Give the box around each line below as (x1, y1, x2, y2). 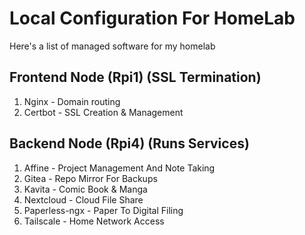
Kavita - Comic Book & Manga (23, 183, 148, 195)
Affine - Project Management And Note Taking (23, 162, 216, 174)
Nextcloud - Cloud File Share (23, 193, 144, 206)
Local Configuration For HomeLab (9, 7, 296, 30)
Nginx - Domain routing (23, 95, 121, 107)
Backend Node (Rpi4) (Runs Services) (9, 135, 250, 152)
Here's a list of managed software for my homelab (9, 40, 216, 52)
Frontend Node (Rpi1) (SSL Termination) (9, 69, 262, 86)
